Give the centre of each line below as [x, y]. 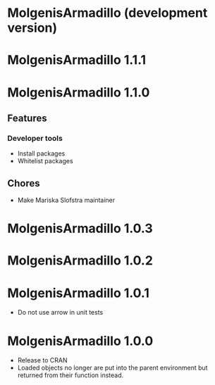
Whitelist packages [45, 161]
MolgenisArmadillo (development [107, 13]
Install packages [41, 153]
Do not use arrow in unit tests [60, 313]
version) [32, 28]
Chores [24, 183]
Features [27, 118]
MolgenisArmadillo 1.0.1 [79, 293]
